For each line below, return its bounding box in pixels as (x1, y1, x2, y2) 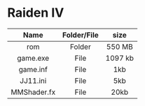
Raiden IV (7, 5, 64, 21)
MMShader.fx (11, 87, 56, 97)
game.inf (18, 64, 48, 74)
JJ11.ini (20, 75, 47, 85)
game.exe (17, 53, 50, 63)
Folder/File (62, 30, 99, 40)
